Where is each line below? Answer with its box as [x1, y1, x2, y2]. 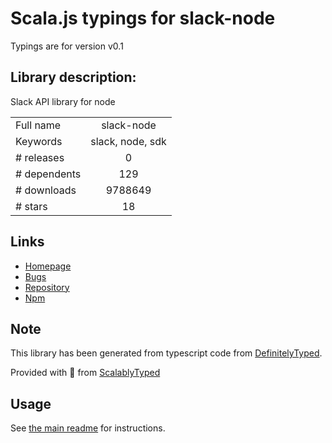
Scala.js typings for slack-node [10, 7, 276, 30]
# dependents [15, 167, 82, 181]
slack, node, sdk [90, 134, 167, 148]
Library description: [10, 69, 137, 86]
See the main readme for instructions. [10, 422, 166, 434]
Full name [15, 118, 62, 132]
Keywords [15, 134, 63, 148]
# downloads [15, 183, 77, 197]
